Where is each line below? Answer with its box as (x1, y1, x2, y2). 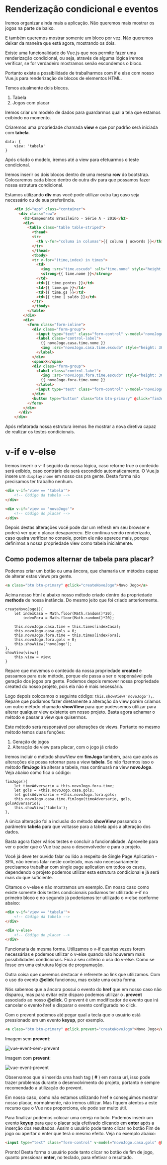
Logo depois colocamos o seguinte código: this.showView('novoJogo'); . (5, 693, 154, 699)
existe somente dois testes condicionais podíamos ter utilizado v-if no (5, 890, 148, 896)
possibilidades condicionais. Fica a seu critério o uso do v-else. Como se (5, 957, 155, 963)
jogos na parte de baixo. (5, 25, 55, 31)
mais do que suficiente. (5, 875, 53, 881)
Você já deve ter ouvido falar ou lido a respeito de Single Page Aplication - (5, 853, 158, 859)
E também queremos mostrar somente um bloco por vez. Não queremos (5, 35, 153, 41)
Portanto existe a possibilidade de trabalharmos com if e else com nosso (5, 70, 154, 76)
